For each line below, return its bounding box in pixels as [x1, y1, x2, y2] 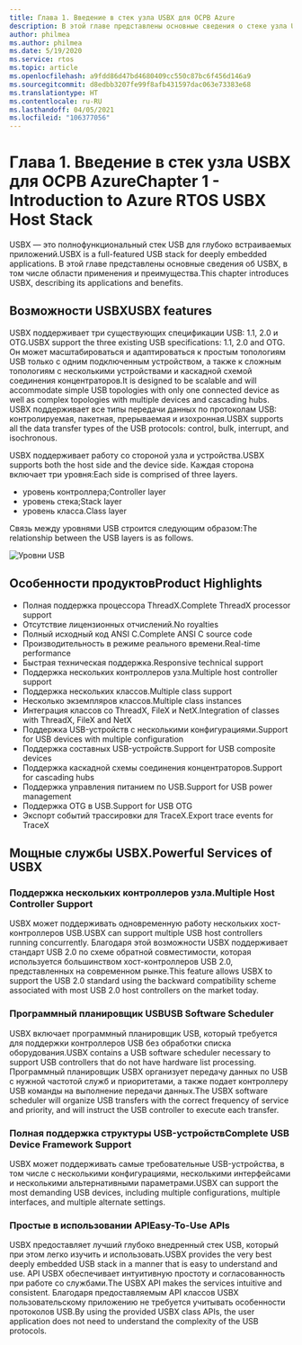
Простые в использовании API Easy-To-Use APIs [9, 1219, 231, 1232]
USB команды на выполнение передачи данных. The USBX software [9, 1085, 268, 1096]
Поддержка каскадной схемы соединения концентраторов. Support [22, 762, 283, 773]
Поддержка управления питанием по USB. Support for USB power [22, 781, 273, 792]
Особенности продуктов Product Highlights [9, 576, 262, 592]
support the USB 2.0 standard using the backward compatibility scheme [9, 975, 277, 986]
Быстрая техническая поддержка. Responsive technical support [22, 657, 263, 668]
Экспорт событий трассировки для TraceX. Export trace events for [22, 810, 274, 821]
